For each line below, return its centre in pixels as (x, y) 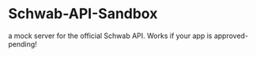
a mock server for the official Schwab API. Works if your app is (110, 36)
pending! (23, 44)
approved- (231, 36)
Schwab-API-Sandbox (83, 14)
